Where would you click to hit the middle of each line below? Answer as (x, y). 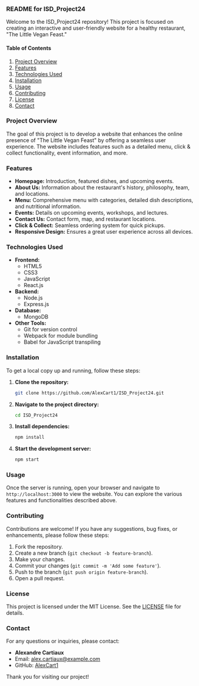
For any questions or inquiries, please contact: (63, 641)
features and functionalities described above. (61, 501)
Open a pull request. (40, 578)
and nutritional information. (48, 206)
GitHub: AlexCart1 (36, 665)
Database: (28, 310)
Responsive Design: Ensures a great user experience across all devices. (104, 232)
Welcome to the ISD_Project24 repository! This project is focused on (90, 22)
